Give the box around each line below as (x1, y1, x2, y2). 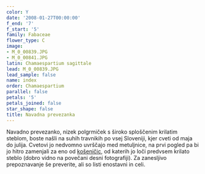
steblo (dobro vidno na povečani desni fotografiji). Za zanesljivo (6, 154, 167, 162)
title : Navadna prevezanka (6, 112, 75, 118)
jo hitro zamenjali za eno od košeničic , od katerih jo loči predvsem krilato (6, 148, 190, 155)
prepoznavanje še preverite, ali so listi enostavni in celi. (6, 161, 146, 168)
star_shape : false (6, 105, 53, 112)
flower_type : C (6, 37, 45, 43)
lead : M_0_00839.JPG (6, 66, 59, 72)
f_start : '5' (6, 26, 40, 32)
